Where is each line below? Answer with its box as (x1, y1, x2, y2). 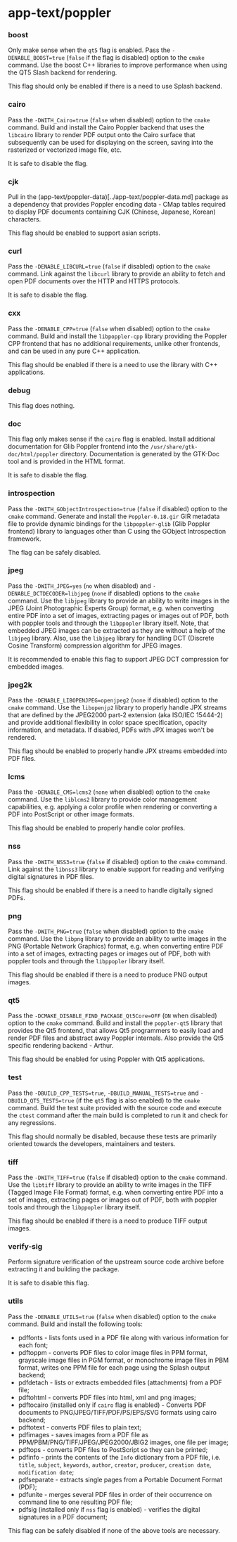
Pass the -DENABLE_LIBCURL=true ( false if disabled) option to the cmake (8, 262, 211, 271)
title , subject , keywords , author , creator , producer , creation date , (18, 1460, 212, 1469)
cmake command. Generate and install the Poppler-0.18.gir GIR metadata (8, 512, 220, 520)
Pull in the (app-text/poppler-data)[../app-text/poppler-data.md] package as (8, 193, 229, 201)
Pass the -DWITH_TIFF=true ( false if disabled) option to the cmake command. (8, 1173, 227, 1181)
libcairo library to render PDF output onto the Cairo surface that (8, 130, 196, 139)
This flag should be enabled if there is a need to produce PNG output (8, 970, 208, 979)
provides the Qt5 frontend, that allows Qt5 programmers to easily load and (8, 1027, 224, 1035)
